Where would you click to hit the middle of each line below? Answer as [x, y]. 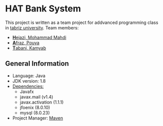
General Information [37, 63]
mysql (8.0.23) [35, 113]
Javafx [27, 91]
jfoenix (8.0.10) [35, 107]
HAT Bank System [43, 9]
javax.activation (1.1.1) [42, 102]
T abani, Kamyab [29, 48]
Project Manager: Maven [38, 118]
